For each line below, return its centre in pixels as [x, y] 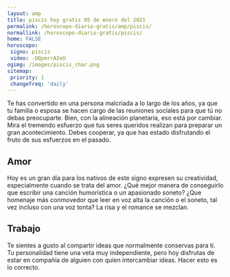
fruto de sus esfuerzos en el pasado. [59, 140]
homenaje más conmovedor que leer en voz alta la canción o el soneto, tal [112, 200]
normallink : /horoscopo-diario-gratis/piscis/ [75, 33]
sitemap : [20, 71]
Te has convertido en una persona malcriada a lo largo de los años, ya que [113, 103]
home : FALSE [24, 39]
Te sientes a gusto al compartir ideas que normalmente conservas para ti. [111, 245]
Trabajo [24, 229]
